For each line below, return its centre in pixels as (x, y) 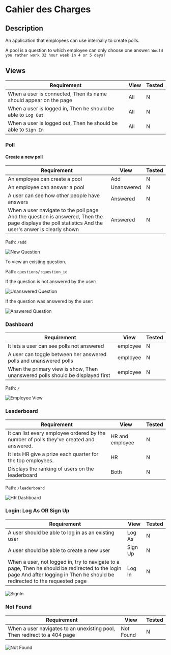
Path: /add (16, 242)
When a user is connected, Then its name (58, 94)
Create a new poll (24, 157)
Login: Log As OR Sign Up (37, 511)
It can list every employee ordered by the (57, 433)
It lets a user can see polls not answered (56, 346)
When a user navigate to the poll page (53, 210)
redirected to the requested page (47, 581)
